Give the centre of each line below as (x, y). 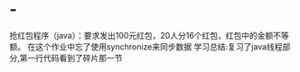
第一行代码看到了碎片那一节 (71, 58)
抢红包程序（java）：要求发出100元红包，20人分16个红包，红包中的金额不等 (149, 35)
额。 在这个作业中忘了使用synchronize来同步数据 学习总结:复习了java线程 (146, 46)
